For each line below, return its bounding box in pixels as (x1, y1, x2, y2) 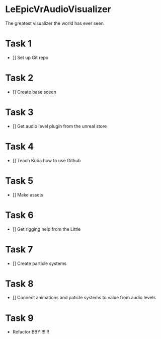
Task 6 (5, 209, 34, 221)
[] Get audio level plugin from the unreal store (12, 123, 107, 129)
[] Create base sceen (12, 89, 56, 95)
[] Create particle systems (12, 260, 67, 266)
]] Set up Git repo (12, 54, 49, 60)
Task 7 (5, 243, 33, 255)
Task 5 (5, 175, 34, 186)
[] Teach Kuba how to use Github (12, 157, 81, 163)
